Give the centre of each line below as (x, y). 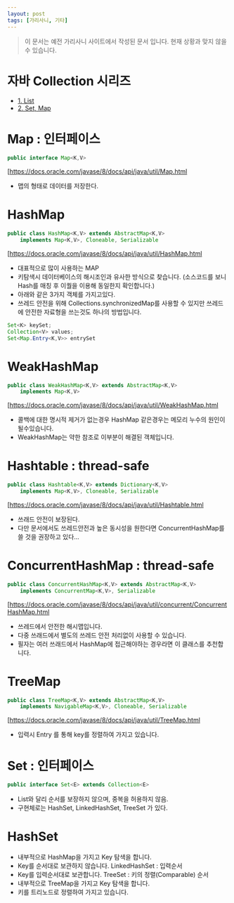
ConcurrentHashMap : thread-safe (111, 566)
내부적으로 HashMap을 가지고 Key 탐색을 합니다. (85, 857)
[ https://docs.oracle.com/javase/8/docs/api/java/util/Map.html (97, 171)
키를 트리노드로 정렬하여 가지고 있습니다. (73, 892)
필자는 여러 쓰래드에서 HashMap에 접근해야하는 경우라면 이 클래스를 (111, 644)
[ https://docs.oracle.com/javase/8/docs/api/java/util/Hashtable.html (105, 505)
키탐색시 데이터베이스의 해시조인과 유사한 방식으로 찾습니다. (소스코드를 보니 (122, 277)
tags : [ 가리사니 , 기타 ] (38, 20)
